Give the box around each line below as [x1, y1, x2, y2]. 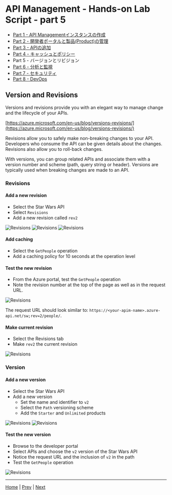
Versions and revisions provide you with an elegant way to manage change [5, 104, 164, 110]
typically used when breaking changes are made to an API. [5, 167, 130, 173]
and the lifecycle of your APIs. [5, 110, 69, 116]
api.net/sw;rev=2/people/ [5, 313, 60, 319]
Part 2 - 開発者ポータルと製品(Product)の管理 [12, 38, 109, 44]
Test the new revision [5, 265, 52, 271]
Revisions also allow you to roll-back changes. [5, 146, 103, 152]
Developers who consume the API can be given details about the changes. [5, 141, 163, 147]
